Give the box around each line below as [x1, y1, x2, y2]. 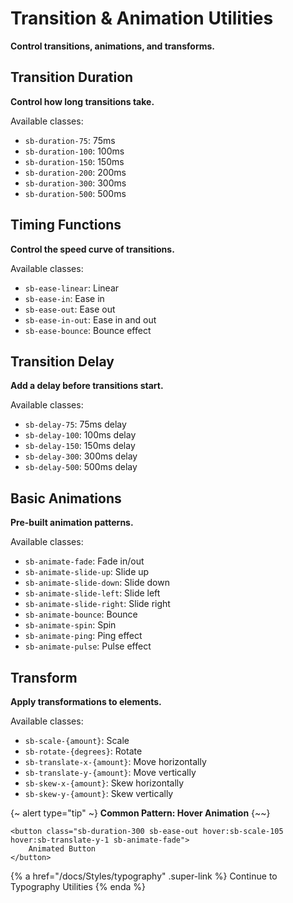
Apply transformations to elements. [10, 696, 162, 707]
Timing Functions [10, 217, 122, 234]
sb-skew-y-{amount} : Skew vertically [24, 788, 174, 799]
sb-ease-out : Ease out [24, 303, 116, 315]
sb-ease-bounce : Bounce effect [24, 324, 152, 336]
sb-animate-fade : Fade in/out [24, 555, 145, 567]
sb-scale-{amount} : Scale [24, 735, 130, 746]
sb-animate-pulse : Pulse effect [24, 640, 152, 652]
